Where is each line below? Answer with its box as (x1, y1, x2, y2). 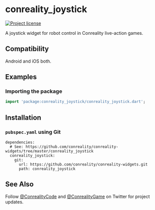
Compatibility (5, 44, 49, 54)
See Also (5, 180, 34, 189)
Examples (5, 73, 37, 81)
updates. (5, 198, 24, 205)
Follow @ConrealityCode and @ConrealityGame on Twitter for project (5, 193, 150, 199)
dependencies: (5, 140, 35, 145)
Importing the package (5, 88, 63, 95)
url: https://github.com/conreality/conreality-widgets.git (18, 162, 148, 167)
